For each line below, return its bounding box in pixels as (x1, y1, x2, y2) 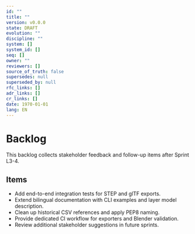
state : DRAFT (6, 25, 38, 31)
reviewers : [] (6, 63, 41, 69)
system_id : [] (6, 47, 41, 53)
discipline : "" (6, 36, 43, 42)
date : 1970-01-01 (6, 101, 49, 107)
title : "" (6, 14, 30, 20)
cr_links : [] (6, 96, 38, 101)
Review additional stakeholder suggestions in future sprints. (14, 221, 159, 229)
